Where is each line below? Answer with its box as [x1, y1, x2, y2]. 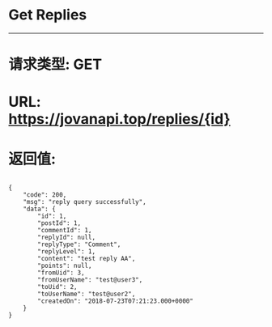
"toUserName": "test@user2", [37, 290, 136, 299]
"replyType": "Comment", [37, 240, 121, 248]
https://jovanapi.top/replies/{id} [8, 110, 231, 129]
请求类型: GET [8, 55, 103, 74]
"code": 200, [23, 191, 67, 199]
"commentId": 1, [37, 227, 92, 235]
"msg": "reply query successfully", [23, 198, 147, 206]
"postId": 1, [37, 219, 82, 227]
